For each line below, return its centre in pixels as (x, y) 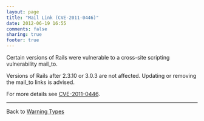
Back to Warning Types (36, 111)
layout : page (23, 12)
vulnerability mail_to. (32, 64)
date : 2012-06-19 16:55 (36, 23)
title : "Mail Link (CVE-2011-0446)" (53, 18)
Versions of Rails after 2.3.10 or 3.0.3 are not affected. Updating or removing (101, 76)
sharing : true (24, 35)
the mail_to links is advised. (40, 82)
